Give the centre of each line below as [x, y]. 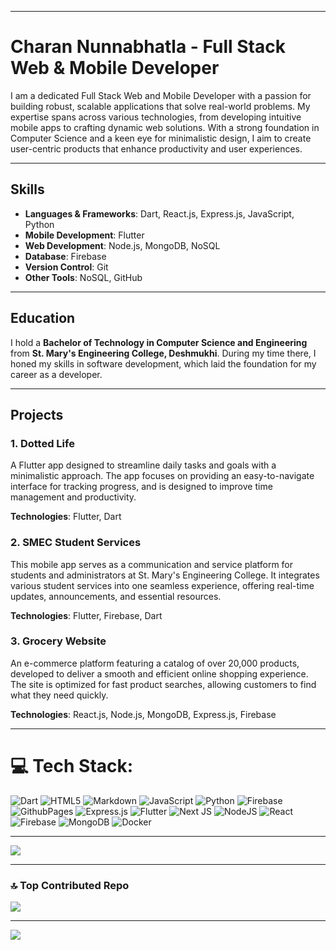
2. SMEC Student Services [76, 543]
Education [43, 318]
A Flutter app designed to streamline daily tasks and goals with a [143, 465]
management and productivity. [73, 497]
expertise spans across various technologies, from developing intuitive [156, 117]
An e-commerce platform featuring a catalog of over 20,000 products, [155, 663]
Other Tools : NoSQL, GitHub [83, 277]
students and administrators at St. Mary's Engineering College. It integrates [165, 575]
